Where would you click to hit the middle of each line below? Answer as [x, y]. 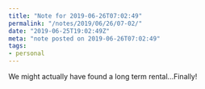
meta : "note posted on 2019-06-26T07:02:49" [84, 38]
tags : [17, 46]
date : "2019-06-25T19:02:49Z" [59, 31]
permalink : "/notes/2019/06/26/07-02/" [75, 23]
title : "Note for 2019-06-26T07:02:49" [75, 16]
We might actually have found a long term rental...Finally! [103, 76]
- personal [27, 53]
